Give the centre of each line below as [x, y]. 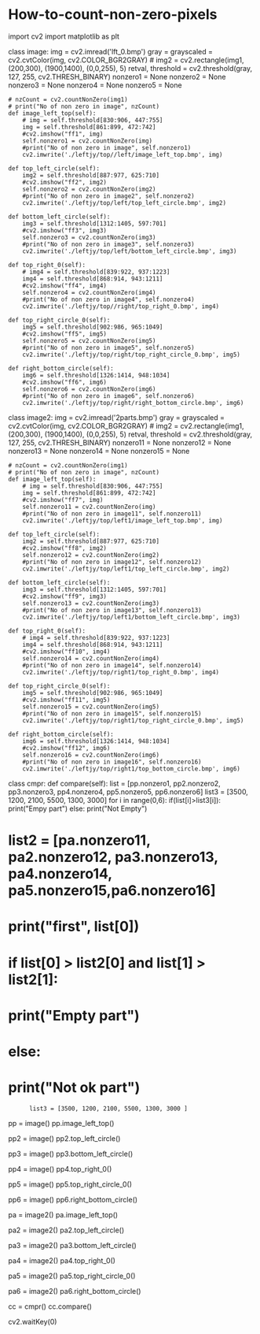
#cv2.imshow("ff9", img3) [65, 596]
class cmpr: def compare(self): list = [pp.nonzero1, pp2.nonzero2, [115, 783]
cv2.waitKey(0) [33, 1321]
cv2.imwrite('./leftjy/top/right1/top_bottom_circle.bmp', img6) [132, 769]
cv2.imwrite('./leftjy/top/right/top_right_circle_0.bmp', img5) [132, 355]
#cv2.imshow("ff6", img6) [65, 382]
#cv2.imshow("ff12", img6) [66, 748]
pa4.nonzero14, [60, 874]
